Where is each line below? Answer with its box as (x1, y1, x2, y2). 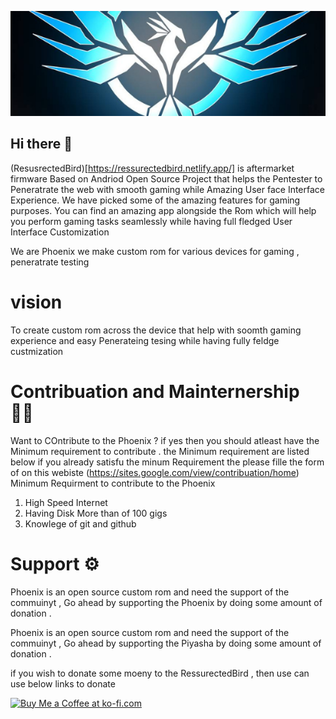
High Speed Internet (24, 496, 108, 508)
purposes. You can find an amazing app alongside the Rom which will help (10, 204, 317, 216)
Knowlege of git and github (24, 517, 137, 530)
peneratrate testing (10, 256, 90, 268)
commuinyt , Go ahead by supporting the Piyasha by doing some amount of (10, 637, 322, 649)
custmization (10, 345, 64, 357)
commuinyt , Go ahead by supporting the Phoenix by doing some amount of (10, 596, 323, 608)
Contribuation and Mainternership (10, 380, 300, 403)
